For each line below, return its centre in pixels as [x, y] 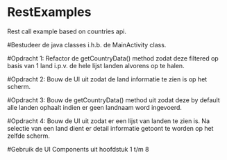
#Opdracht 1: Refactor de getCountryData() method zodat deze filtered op [113, 58]
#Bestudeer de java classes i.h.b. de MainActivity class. [87, 45]
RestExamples [49, 12]
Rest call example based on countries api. [67, 31]
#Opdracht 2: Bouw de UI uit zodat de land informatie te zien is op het [107, 79]
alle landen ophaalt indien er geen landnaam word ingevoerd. [95, 107]
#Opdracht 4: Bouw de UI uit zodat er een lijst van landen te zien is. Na [109, 121]
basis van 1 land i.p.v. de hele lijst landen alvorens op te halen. [96, 65]
